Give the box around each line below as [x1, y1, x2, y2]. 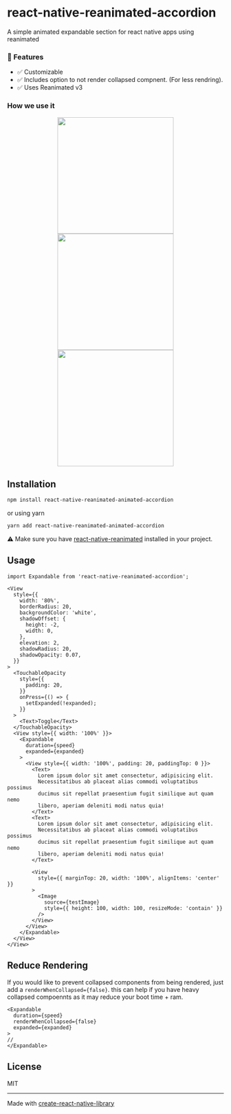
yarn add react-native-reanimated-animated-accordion [7, 523, 165, 529]
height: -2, [25, 621, 60, 628]
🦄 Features [7, 52, 44, 61]
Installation [7, 478, 56, 490]
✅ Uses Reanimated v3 [16, 83, 83, 92]
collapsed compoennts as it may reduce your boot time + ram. [7, 993, 184, 1001]
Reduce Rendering [7, 960, 88, 971]
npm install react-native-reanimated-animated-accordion [7, 496, 174, 504]
